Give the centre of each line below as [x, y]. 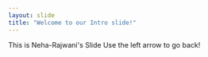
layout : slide [32, 15]
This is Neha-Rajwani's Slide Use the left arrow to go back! [104, 45]
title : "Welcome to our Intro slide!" [72, 23]
